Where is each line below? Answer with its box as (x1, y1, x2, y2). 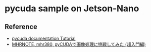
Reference (4, 23, 38, 31)
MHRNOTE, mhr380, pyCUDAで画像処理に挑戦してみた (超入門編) (11, 41, 146, 47)
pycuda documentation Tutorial (11, 35, 76, 41)
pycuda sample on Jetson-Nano (4, 3, 139, 14)
